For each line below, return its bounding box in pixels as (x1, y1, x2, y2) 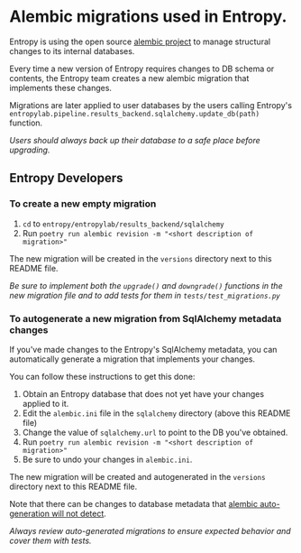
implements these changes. (9, 82, 113, 93)
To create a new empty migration (9, 198, 157, 210)
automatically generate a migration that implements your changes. (9, 354, 255, 364)
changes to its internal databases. (9, 45, 135, 56)
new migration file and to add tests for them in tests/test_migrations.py (9, 290, 281, 300)
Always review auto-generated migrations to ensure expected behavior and (9, 525, 291, 536)
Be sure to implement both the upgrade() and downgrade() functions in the (9, 280, 283, 290)
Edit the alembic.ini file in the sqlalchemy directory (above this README (22, 408, 291, 419)
